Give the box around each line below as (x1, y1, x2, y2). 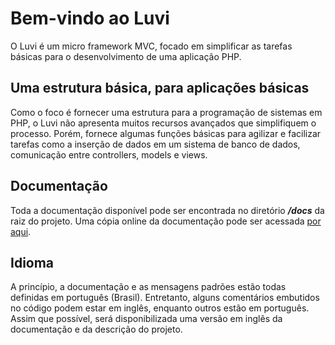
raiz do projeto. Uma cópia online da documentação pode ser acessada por (10, 215, 322, 227)
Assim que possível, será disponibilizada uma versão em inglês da (10, 313, 283, 325)
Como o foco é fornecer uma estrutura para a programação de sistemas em (10, 106, 323, 118)
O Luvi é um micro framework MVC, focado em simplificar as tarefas (10, 40, 293, 52)
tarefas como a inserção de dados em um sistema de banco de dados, (10, 138, 301, 150)
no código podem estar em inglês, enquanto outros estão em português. (10, 302, 310, 314)
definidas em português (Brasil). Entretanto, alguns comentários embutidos (10, 292, 320, 304)
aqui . (10, 225, 32, 237)
